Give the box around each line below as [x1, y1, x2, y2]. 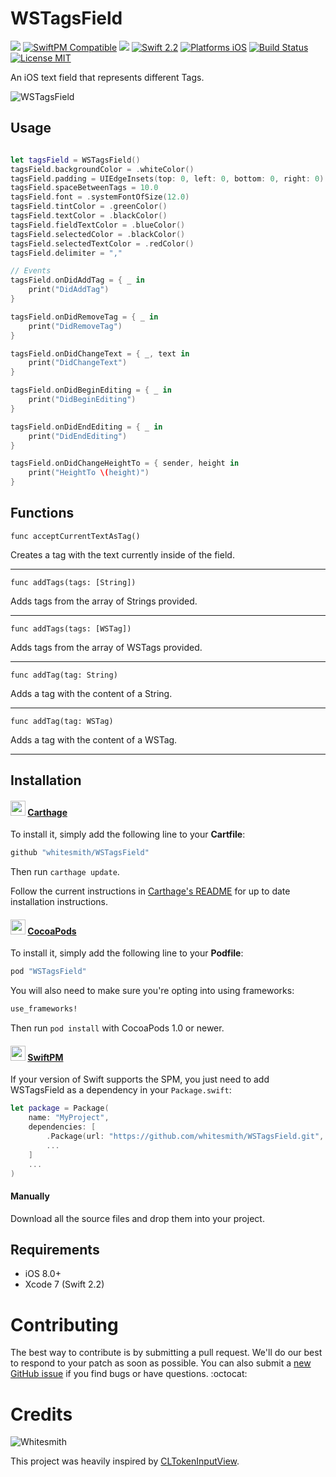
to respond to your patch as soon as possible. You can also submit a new [10, 1357, 312, 1369]
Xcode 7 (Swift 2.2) [24, 1278, 105, 1291]
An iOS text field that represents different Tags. [10, 71, 205, 83]
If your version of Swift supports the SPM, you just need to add [10, 1073, 270, 1086]
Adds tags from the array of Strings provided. [10, 595, 198, 607]
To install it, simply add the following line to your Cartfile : [10, 828, 246, 841]
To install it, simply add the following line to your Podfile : [10, 947, 244, 959]
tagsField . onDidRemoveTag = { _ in [10, 312, 159, 322]
